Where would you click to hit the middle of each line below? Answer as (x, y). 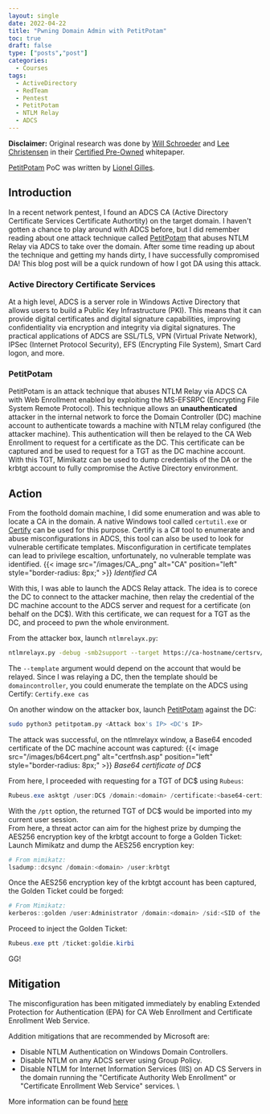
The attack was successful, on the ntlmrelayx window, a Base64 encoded (130, 739)
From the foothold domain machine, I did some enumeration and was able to (135, 513)
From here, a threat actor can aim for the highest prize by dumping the (125, 828)
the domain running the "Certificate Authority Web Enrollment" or (128, 1077)
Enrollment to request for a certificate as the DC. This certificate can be (127, 442)
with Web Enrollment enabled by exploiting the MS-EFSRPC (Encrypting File (134, 400)
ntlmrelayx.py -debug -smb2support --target (84, 653)
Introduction (40, 193)
